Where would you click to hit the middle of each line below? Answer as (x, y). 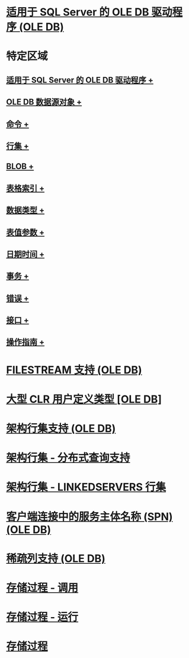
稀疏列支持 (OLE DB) (56, 558)
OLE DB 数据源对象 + (44, 102)
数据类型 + (25, 210)
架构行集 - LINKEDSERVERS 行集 (86, 487)
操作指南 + (25, 342)
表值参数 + (25, 232)
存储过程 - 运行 (42, 617)
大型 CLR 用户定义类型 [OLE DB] (84, 399)
